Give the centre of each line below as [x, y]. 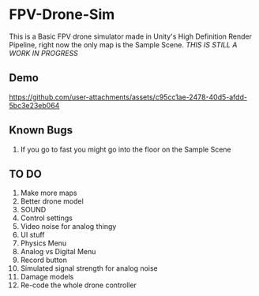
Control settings [47, 218]
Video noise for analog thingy [68, 227]
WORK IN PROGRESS [43, 53]
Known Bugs [41, 131]
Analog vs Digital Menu [58, 252]
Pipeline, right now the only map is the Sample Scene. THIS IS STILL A [123, 44]
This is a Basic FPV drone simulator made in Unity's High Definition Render [130, 36]
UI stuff [32, 235]
